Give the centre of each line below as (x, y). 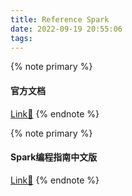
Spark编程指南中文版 (54, 157)
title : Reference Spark (60, 19)
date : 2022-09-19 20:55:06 (66, 29)
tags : (21, 38)
